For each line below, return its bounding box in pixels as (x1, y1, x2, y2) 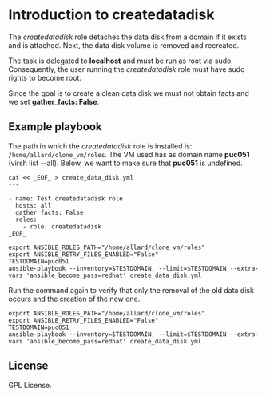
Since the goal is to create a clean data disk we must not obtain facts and (8, 88, 249, 97)
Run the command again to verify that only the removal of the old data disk (8, 285, 254, 295)
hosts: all (15, 201, 52, 209)
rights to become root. (8, 73, 82, 82)
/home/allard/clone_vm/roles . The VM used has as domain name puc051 (8, 149, 250, 159)
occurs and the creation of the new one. (8, 294, 141, 303)
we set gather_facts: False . (8, 97, 100, 106)
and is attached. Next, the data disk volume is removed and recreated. (8, 40, 240, 49)
